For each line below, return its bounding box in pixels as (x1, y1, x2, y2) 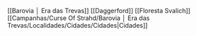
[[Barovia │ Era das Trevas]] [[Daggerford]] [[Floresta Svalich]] (7, 7, 191, 15)
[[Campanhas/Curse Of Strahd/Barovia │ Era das (7, 14, 150, 22)
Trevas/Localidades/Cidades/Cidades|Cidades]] (7, 21, 148, 29)
